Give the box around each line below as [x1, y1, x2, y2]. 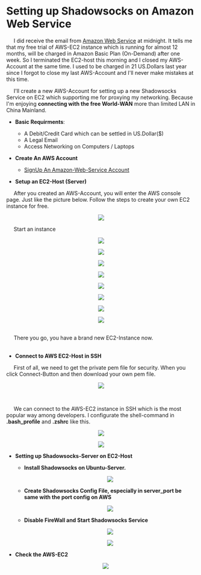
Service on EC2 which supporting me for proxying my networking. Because [6, 94, 193, 101]
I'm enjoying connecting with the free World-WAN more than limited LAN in [6, 100, 196, 107]
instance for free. [6, 202, 49, 210]
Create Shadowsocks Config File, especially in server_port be [23, 487, 182, 494]
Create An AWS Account [14, 154, 78, 161]
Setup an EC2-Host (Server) [14, 178, 87, 185]
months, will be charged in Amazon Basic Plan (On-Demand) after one [6, 50, 181, 57]
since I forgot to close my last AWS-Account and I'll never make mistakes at [6, 69, 194, 76]
